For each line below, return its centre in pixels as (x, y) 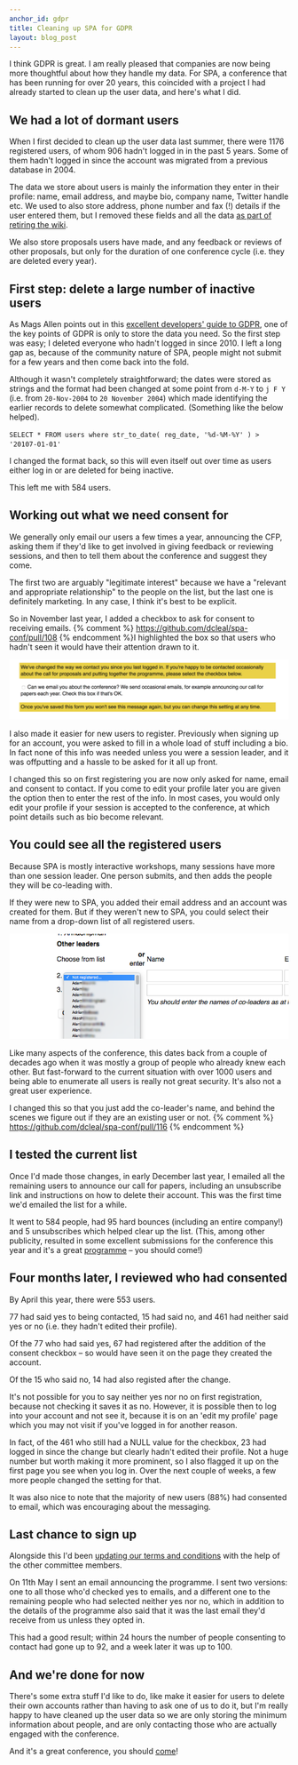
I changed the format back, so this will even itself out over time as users (141, 461)
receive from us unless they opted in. (77, 1620)
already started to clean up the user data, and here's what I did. (125, 92)
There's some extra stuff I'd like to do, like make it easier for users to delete (147, 1697)
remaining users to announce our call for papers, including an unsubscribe (145, 1186)
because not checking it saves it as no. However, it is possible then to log (143, 1406)
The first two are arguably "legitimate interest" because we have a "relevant (148, 582)
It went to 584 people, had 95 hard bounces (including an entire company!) (146, 1221)
